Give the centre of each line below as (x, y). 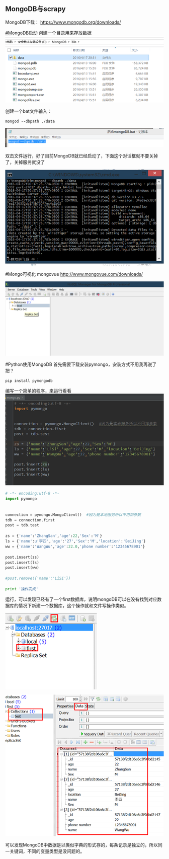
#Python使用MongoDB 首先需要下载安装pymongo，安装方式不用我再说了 (81, 364)
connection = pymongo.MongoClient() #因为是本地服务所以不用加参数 (73, 515)
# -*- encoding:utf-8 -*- (32, 494)
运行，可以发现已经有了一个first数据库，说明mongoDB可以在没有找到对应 (81, 599)
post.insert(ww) (22, 568)
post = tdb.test (22, 525)
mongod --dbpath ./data (30, 122)
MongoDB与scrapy (35, 9)
